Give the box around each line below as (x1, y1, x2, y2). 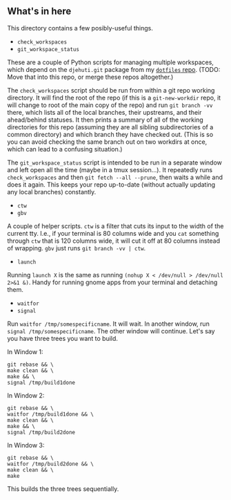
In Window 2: (7, 391, 45, 400)
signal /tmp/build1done (7, 379, 76, 386)
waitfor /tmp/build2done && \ (7, 460, 94, 467)
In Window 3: (7, 441, 45, 449)
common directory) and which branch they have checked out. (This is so (7, 130, 214, 138)
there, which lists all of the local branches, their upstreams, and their (7, 108, 202, 116)
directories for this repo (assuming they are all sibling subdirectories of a (7, 122, 214, 131)
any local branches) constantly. (7, 187, 97, 196)
